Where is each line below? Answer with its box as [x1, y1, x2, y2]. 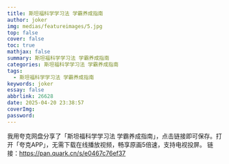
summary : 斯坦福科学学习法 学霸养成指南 [7, 55, 110, 62]
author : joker [7, 16, 48, 23]
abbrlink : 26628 [7, 93, 53, 100]
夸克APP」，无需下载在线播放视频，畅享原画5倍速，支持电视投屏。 [19, 140, 206, 148]
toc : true [7, 42, 36, 49]
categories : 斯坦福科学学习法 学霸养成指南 [7, 61, 119, 68]
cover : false [7, 36, 45, 43]
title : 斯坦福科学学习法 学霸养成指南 [7, 10, 104, 17]
